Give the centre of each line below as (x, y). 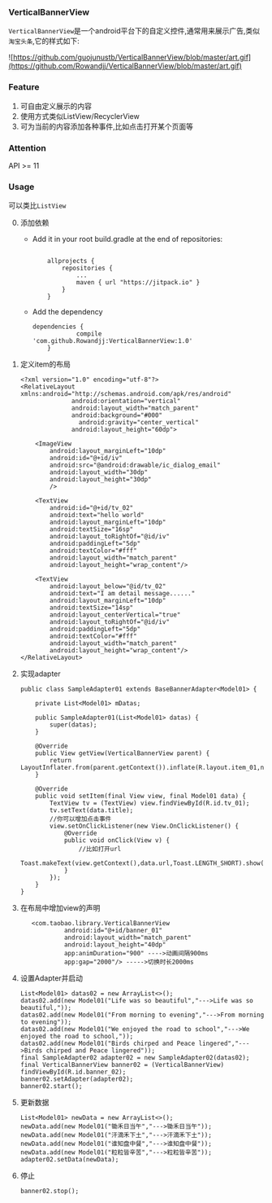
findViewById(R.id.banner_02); (73, 1072)
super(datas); (73, 725)
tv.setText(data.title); (92, 810)
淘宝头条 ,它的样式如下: (44, 41)
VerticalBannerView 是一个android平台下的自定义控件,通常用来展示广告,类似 (134, 31)
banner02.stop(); (50, 1192)
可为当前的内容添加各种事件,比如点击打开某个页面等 (106, 126)
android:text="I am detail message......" (123, 594)
